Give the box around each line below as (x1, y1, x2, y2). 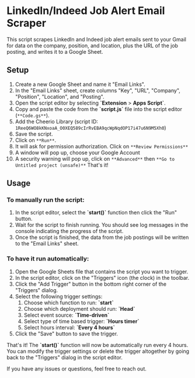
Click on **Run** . (15, 136, 57, 144)
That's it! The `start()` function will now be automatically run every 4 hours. (6, 341, 189, 348)
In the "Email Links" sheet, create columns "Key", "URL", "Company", (15, 86, 180, 94)
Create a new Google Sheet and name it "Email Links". (15, 81, 145, 88)
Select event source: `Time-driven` (23, 311, 110, 318)
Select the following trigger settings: (15, 293, 103, 300)
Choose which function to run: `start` (23, 299, 114, 306)
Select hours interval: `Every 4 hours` (23, 324, 116, 331)
